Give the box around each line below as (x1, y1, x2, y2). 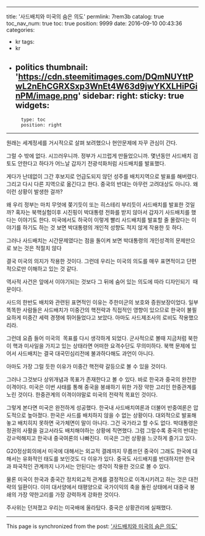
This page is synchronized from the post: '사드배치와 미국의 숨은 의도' (6, 523, 178, 530)
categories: (6, 26, 35, 34)
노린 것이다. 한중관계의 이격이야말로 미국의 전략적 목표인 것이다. (6, 391, 158, 398)
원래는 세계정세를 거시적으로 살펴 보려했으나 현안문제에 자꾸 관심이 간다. (6, 139, 178, 147)
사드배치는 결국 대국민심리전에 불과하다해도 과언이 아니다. (17, 349, 155, 357)
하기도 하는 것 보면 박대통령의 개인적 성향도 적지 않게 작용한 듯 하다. (22, 223, 184, 231)
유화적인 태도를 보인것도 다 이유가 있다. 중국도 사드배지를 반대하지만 (22, 455, 184, 462)
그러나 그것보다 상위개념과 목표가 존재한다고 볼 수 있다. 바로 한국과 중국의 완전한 (6, 375, 197, 383)
